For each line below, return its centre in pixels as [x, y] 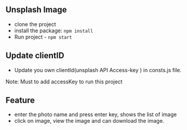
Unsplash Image [36, 10]
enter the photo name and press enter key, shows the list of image [95, 114]
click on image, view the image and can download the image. [89, 121]
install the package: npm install [54, 30]
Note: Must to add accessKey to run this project [64, 81]
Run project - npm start [43, 37]
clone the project [35, 24]
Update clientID [35, 56]
